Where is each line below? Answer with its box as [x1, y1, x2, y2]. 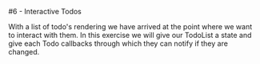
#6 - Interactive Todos [8, 7, 82, 16]
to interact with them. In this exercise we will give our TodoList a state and [8, 31, 252, 40]
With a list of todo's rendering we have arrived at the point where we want [8, 22, 253, 31]
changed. [8, 47, 40, 56]
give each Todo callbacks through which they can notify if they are [8, 39, 228, 48]
